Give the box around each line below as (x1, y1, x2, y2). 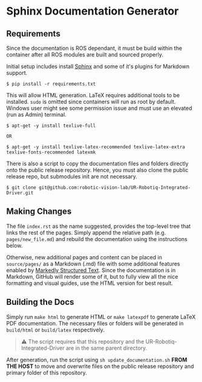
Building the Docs (6, 297, 74, 307)
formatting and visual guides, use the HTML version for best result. (6, 279, 174, 287)
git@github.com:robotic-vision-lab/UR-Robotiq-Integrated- (38, 185, 191, 191)
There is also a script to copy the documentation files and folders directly (6, 160, 189, 167)
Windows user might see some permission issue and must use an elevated (6, 104, 192, 112)
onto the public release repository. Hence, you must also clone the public (6, 166, 189, 174)
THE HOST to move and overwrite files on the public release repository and (6, 363, 194, 370)
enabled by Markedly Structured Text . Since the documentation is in (6, 266, 176, 274)
